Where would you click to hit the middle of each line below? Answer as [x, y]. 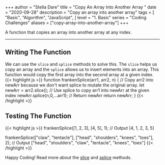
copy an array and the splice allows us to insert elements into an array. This [82, 69]
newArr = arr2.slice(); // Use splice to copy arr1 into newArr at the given [77, 90]
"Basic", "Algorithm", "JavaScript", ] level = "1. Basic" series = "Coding [76, 17]
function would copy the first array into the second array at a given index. [79, 74]
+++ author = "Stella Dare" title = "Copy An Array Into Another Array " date [81, 7]
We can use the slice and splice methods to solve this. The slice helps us [81, 64]
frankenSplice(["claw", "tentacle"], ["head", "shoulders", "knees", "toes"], [79, 137]
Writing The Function [38, 52]
